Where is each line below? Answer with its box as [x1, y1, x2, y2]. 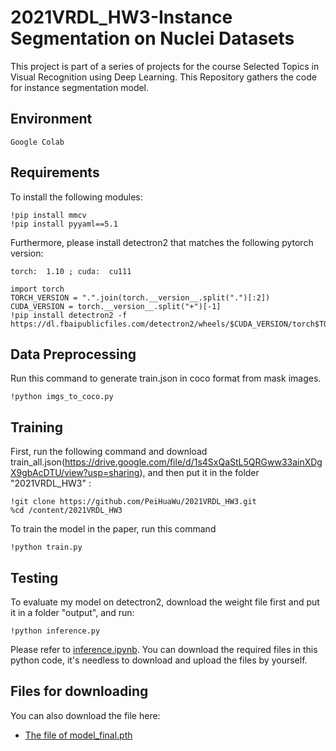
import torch [10, 284, 65, 294]
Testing [10, 569, 59, 586]
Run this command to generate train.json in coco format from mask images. [10, 372, 322, 385]
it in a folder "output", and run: [10, 607, 135, 618]
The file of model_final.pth [24, 729, 133, 741]
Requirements [10, 164, 100, 181]
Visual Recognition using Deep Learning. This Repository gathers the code [10, 71, 317, 83]
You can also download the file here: [10, 709, 161, 721]
